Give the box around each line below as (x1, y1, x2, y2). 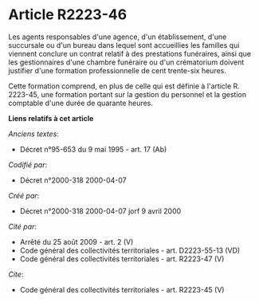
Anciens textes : (8, 129, 60, 139)
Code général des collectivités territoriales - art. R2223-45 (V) (19, 284, 225, 294)
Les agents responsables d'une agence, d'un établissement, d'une (8, 32, 227, 41)
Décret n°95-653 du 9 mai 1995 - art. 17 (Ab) (19, 144, 167, 154)
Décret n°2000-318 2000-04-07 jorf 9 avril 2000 (19, 206, 182, 216)
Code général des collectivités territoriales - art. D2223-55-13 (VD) (19, 245, 241, 255)
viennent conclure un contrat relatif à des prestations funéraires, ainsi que (8, 49, 252, 58)
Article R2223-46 (8, 6, 128, 24)
